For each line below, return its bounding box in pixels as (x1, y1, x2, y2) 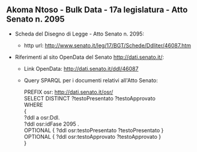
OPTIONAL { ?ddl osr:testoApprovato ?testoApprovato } (23, 133, 162, 140)
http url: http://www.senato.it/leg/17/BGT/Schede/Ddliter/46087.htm (23, 41, 191, 49)
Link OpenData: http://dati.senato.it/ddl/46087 (23, 65, 139, 72)
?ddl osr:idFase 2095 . (23, 120, 79, 127)
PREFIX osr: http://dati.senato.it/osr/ (23, 88, 114, 96)
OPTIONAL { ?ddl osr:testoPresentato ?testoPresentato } (23, 126, 164, 134)
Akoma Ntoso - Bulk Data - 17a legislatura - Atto (6, 5, 188, 15)
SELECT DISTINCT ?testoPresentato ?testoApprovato (23, 94, 156, 102)
